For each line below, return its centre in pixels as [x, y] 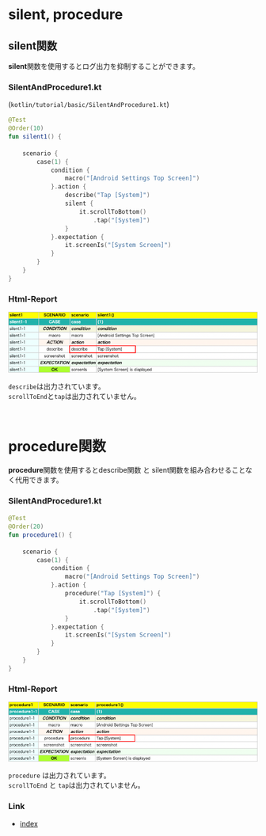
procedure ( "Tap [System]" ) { [112, 594]
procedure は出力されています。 [59, 775]
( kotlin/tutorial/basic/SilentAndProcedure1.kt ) [89, 104]
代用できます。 [39, 480]
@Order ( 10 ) [26, 128]
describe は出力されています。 [57, 386]
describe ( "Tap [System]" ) [107, 196]
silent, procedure [66, 15]
